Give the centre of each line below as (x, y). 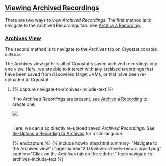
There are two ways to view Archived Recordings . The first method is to (78, 20)
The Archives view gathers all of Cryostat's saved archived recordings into (81, 64)
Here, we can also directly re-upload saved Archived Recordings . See (83, 128)
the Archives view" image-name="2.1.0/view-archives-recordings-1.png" (87, 149)
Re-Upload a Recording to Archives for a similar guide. (68, 134)
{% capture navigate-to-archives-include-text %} (63, 89)
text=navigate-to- (136, 154)
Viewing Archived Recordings (52, 8)
